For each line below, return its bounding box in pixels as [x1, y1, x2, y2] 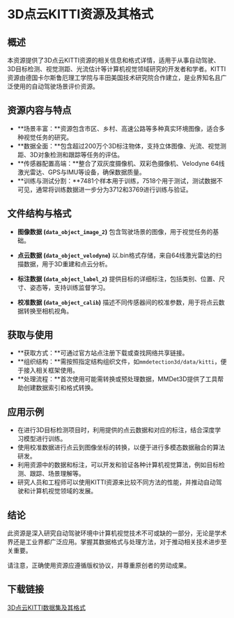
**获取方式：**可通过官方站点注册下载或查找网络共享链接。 [17, 349, 189, 357]
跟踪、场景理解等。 [29, 470, 85, 478]
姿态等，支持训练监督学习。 [29, 283, 109, 291]
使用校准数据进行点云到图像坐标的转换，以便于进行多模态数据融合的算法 [17, 443, 225, 451]
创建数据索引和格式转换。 [23, 384, 97, 392]
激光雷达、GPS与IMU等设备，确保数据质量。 [17, 168, 146, 176]
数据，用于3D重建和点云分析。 [23, 259, 111, 268]
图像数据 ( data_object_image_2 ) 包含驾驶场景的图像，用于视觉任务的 [17, 227, 213, 235]
